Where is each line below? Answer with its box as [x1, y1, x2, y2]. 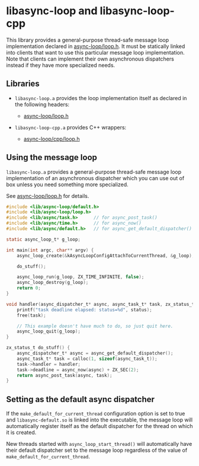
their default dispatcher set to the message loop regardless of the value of [6, 446, 188, 454]
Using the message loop [6, 152, 98, 162]
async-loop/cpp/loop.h [23, 135, 80, 142]
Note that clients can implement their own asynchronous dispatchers [6, 55, 175, 62]
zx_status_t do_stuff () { [6, 345, 70, 351]
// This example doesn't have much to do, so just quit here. [17, 323, 174, 329]
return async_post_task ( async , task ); [17, 372, 113, 378]
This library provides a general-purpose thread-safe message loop [6, 36, 169, 43]
